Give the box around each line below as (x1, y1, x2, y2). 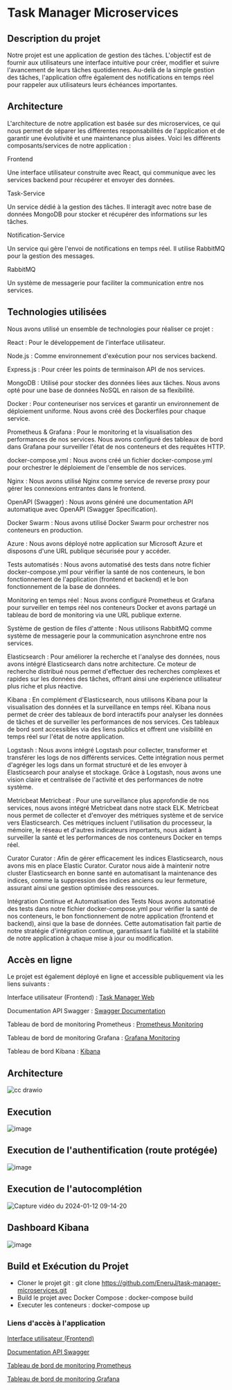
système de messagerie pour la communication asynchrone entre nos (7, 631, 206, 640)
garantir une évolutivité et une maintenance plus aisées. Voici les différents (7, 134, 221, 142)
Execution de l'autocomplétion (7, 1183, 143, 1195)
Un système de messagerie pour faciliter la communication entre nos (7, 278, 204, 286)
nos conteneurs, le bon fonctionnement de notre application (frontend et (7, 912, 214, 920)
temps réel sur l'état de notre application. (7, 732, 125, 741)
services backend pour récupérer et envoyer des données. (7, 175, 175, 184)
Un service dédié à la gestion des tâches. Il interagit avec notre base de (7, 202, 212, 211)
